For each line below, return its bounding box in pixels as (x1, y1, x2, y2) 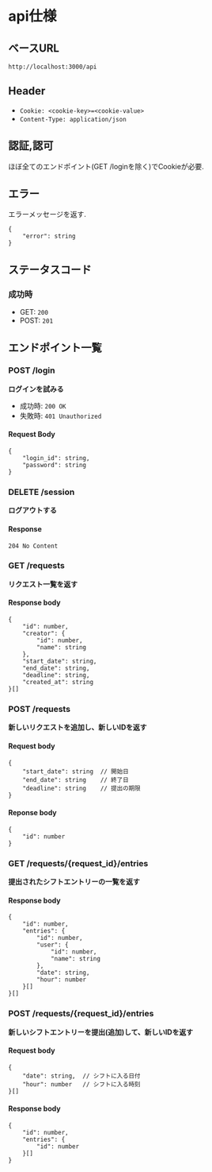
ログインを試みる (8, 384, 64, 393)
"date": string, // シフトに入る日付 (22, 1072, 141, 1080)
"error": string (22, 232, 77, 241)
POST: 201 (19, 315, 54, 326)
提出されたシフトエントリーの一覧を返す (8, 877, 140, 887)
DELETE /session (8, 486, 75, 497)
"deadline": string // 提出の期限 (22, 784, 141, 792)
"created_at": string (22, 679, 93, 687)
